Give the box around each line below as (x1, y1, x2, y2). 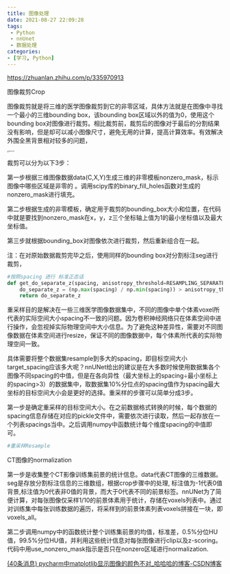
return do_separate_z (19, 292, 81, 299)
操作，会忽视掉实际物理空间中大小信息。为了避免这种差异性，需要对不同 (12, 323, 217, 331)
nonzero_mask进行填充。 (7, 190, 79, 199)
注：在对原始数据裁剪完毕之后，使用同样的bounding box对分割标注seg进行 (7, 251, 218, 259)
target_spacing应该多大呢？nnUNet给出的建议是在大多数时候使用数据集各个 (7, 363, 220, 371)
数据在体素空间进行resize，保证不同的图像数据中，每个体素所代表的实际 (12, 332, 216, 340)
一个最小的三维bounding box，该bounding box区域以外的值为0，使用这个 (7, 110, 214, 118)
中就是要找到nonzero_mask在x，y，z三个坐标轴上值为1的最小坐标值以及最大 (7, 213, 223, 221)
